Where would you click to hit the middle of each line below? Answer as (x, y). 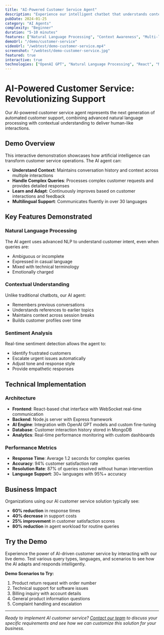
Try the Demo (26, 542)
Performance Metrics (31, 448)
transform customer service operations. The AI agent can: (63, 160)
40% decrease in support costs (44, 516)
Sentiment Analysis (29, 333)
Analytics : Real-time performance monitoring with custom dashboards (83, 435)
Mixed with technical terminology (45, 267)
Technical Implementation (46, 384)
